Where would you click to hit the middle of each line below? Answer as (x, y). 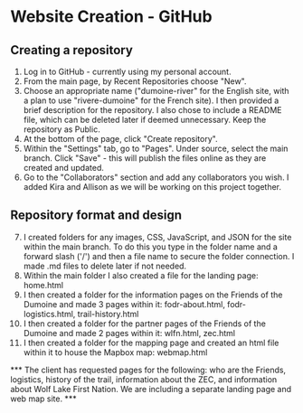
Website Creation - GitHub (111, 17)
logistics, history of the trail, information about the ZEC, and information (144, 379)
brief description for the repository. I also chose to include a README (152, 110)
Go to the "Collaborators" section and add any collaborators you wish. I (156, 177)
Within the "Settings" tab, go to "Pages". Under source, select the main (156, 148)
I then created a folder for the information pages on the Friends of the (153, 295)
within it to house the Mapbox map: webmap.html (115, 352)
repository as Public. (62, 129)
